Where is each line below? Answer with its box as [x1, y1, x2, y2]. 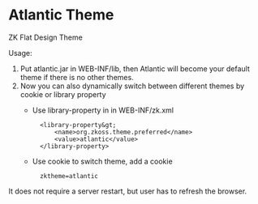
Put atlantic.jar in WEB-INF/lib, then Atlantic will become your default [19, 63, 250, 74]
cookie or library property [19, 89, 107, 99]
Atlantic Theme [8, 6, 114, 24]
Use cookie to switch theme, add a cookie [32, 156, 173, 166]
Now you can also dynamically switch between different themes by [19, 81, 245, 91]
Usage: [8, 48, 32, 57]
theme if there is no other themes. [19, 72, 134, 82]
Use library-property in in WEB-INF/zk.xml [32, 105, 174, 115]
